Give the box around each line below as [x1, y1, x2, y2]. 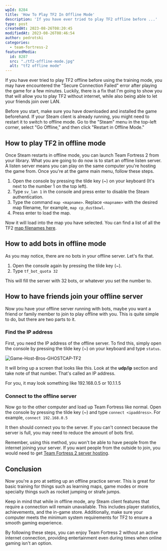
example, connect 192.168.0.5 [5, 415, 68, 421]
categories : [5, 40, 30, 45]
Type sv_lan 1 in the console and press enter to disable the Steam [12, 188, 149, 194]
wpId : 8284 [5, 7, 28, 13]
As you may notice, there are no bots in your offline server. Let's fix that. [5, 253, 154, 259]
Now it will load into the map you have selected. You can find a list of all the [5, 219, 161, 226]
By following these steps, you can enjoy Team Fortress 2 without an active [5, 529, 158, 535]
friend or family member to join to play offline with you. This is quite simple [5, 311, 159, 317]
